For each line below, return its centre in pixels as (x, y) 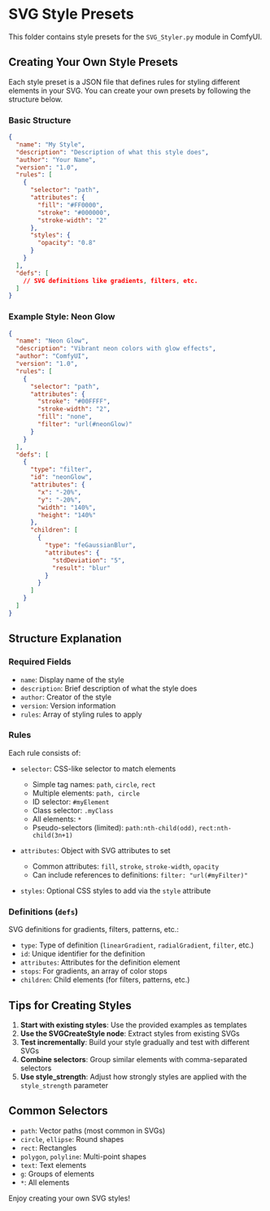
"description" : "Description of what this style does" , (112, 152)
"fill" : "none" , (65, 417)
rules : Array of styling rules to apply (81, 714)
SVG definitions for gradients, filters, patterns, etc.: (94, 930)
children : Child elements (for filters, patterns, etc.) (105, 980)
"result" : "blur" (81, 568)
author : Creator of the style (66, 697)
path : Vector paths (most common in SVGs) (93, 1130)
